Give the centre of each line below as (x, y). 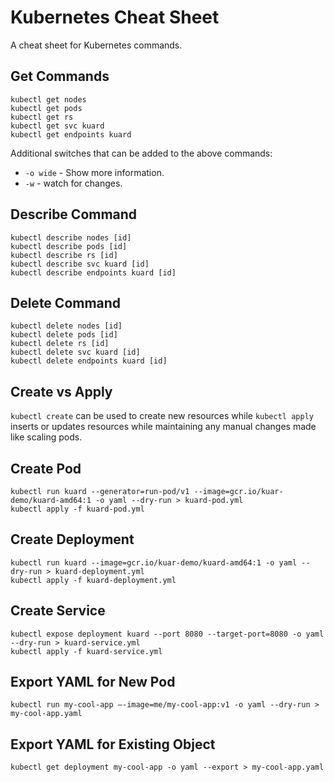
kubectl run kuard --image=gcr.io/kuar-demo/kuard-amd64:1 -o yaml (154, 562)
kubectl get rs (42, 117)
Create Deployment (72, 539)
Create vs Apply (61, 391)
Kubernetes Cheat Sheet (115, 17)
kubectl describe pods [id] (69, 246)
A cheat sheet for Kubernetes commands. (96, 45)
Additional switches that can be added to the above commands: (141, 153)
